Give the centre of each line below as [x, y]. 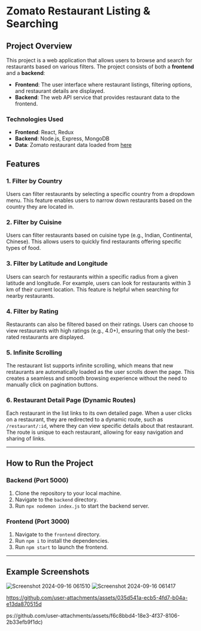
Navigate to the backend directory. [56, 500]
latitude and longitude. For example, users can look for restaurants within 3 [99, 283]
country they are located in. [40, 206]
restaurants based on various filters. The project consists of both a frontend [100, 67]
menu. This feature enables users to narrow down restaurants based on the [99, 200]
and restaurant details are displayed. [60, 91]
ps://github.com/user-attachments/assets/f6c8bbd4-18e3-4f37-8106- [93, 616]
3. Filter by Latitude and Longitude [57, 264]
